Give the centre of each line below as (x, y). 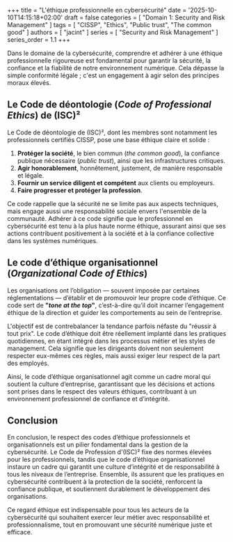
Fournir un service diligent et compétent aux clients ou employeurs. (116, 183)
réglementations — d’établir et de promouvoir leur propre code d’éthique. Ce (116, 297)
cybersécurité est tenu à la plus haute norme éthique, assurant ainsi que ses (116, 226)
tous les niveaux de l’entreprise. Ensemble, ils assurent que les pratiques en (116, 474)
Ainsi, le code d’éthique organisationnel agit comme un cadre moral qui (109, 376)
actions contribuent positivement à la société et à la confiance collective (111, 233)
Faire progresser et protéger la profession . (80, 190)
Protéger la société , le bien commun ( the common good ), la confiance (119, 153)
